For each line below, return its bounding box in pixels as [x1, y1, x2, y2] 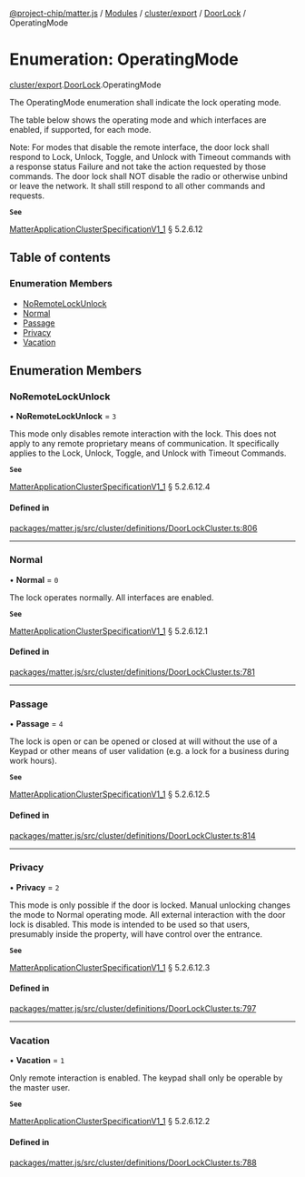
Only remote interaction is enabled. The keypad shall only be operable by [9, 1072, 283, 1083]
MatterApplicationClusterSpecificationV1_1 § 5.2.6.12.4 [9, 481, 211, 492]
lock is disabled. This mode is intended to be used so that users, [9, 919, 251, 930]
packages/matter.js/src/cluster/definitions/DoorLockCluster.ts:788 [9, 1157, 257, 1168]
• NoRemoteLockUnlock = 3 [9, 411, 116, 422]
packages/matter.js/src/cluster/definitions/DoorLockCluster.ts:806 [9, 522, 258, 533]
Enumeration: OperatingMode [9, 49, 239, 70]
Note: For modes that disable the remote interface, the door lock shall [9, 141, 270, 153]
